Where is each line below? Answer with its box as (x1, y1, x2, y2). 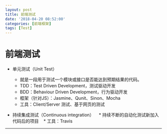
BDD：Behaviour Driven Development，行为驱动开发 (19, 89, 128, 95)
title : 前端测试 (5, 12, 36, 17)
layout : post (5, 7, 32, 12)
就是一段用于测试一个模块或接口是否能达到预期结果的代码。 (19, 76, 142, 82)
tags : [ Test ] (5, 26, 32, 31)
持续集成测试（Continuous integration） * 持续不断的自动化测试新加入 (12, 112, 159, 118)
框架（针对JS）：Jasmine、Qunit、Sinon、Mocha (19, 95, 121, 101)
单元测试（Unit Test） (12, 66, 57, 72)
